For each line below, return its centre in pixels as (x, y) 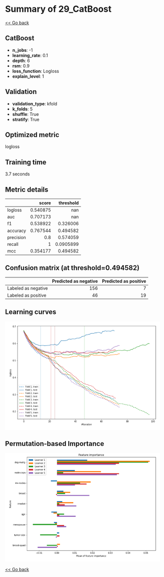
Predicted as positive (124, 281)
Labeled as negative (27, 288)
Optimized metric (32, 135)
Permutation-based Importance (55, 444)
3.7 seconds (18, 174)
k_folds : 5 (22, 109)
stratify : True (26, 119)
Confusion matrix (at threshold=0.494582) (72, 268)
